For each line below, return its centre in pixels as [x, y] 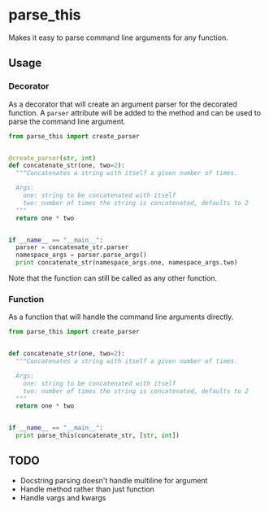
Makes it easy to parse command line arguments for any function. [119, 37]
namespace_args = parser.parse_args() [82, 255]
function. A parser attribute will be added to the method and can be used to [135, 112]
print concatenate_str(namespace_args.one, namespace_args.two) [127, 263]
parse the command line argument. [67, 121]
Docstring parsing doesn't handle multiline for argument [114, 480]
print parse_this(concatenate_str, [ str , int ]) [98, 436]
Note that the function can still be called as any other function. [113, 278]
